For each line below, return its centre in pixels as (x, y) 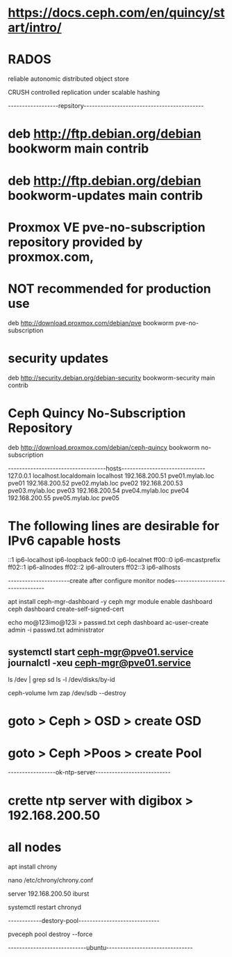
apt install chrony (33, 866)
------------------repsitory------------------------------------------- (106, 106)
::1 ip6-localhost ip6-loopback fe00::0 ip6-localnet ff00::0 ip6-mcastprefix (114, 560)
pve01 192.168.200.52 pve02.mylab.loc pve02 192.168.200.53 (96, 483)
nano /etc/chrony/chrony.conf (51, 880)
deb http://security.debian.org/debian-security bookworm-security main (111, 378)
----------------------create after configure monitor (82, 581)
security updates (58, 358)
